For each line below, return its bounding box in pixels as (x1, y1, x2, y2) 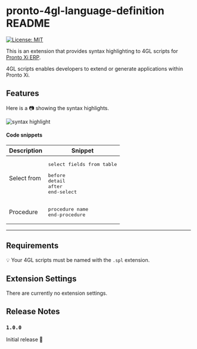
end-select (47, 188, 77, 195)
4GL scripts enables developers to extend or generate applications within (6, 65, 184, 72)
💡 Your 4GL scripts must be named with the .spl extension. (6, 256, 150, 263)
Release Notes (6, 306, 60, 316)
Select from (9, 174, 41, 182)
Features (6, 88, 39, 98)
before (47, 172, 66, 178)
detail (47, 178, 66, 184)
